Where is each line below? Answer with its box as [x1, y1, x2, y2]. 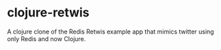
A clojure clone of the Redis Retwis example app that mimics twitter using [7, 27, 214, 36]
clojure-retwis [7, 5, 90, 21]
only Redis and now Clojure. [7, 34, 86, 42]
